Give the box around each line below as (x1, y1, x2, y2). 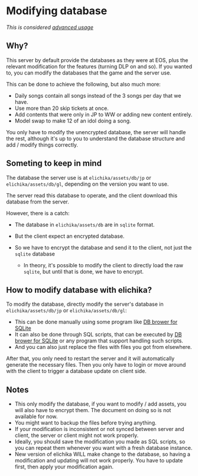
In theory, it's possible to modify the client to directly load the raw (23, 261, 184, 268)
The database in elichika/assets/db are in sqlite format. (14, 221, 155, 228)
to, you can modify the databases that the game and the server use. (6, 69, 171, 76)
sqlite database (14, 250, 55, 257)
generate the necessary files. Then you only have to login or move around (6, 361, 186, 368)
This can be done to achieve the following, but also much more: (6, 80, 161, 88)
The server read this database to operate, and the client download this (6, 192, 178, 199)
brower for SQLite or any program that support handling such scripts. (14, 337, 183, 344)
